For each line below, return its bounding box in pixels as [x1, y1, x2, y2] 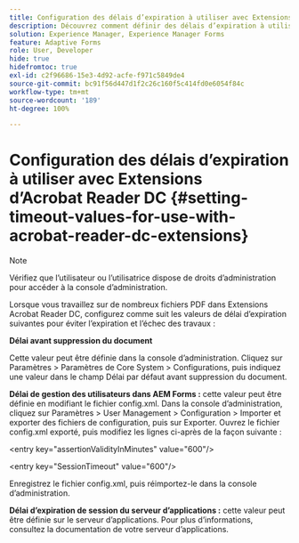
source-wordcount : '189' [9, 95, 101, 105]
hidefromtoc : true [9, 63, 77, 72]
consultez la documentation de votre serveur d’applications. [9, 524, 230, 535]
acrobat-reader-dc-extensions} [9, 226, 249, 246]
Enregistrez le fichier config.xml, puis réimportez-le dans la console [9, 478, 257, 490]
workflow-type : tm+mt [9, 87, 90, 96]
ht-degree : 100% [9, 104, 69, 113]
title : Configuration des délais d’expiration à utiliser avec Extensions [9, 12, 293, 22]
